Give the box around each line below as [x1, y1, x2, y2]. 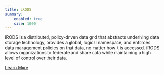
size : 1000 [14, 21, 36, 26]
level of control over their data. [5, 55, 67, 61]
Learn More [5, 65, 29, 71]
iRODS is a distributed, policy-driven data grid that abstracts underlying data [5, 34, 159, 40]
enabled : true [14, 16, 43, 21]
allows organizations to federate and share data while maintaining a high [5, 50, 151, 56]
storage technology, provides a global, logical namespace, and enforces [5, 40, 151, 46]
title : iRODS [5, 7, 32, 12]
